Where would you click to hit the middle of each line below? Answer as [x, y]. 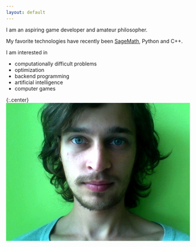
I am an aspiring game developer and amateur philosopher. [77, 30]
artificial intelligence [38, 82]
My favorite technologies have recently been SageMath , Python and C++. [94, 41]
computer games [35, 88]
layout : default [26, 12]
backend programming [42, 76]
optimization [29, 69]
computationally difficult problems [56, 64]
